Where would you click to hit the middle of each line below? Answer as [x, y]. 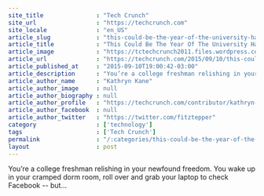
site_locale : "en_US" [68, 30]
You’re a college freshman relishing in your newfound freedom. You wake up [132, 169]
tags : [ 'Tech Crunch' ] [82, 132]
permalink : [54, 139]
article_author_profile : [54, 103]
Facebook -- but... [38, 186]
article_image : [54, 52]
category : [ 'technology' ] [81, 125]
